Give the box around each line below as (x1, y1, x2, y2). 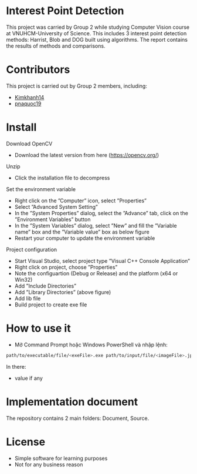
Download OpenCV (6, 140, 53, 147)
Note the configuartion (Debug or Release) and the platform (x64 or (14, 269, 178, 277)
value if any (14, 375, 43, 382)
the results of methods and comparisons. (6, 42, 106, 49)
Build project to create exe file (14, 301, 87, 308)
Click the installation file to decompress (14, 174, 110, 181)
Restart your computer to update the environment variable (14, 234, 155, 242)
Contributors (6, 63, 70, 76)
